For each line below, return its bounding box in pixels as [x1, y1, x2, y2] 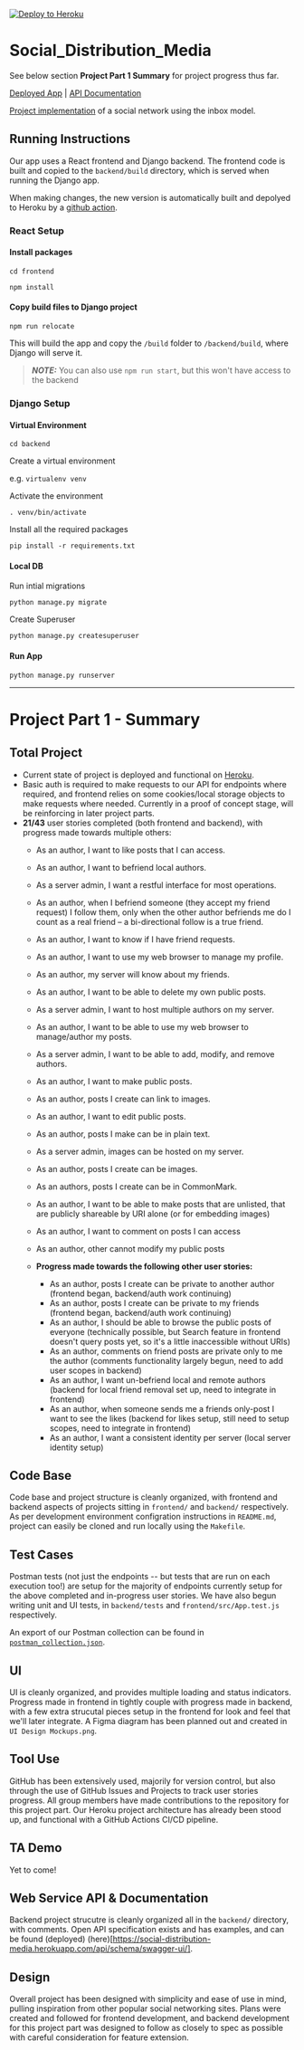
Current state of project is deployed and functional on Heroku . [22, 769, 255, 780]
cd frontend [9, 267, 54, 276]
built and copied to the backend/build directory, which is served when [9, 165, 270, 176]
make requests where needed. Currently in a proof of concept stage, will [22, 797, 294, 809]
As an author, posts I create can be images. [35, 1163, 198, 1174]
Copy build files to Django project [9, 301, 138, 312]
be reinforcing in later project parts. [22, 807, 156, 818]
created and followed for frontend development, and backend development [9, 2013, 290, 2024]
